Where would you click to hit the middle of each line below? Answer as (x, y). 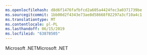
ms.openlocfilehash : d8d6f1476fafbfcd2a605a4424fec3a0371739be (74, 10)
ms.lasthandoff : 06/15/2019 (35, 29)
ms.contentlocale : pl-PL (32, 24)
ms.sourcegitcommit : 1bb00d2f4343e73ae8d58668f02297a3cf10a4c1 (74, 15)
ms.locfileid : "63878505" (33, 34)
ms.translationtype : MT (31, 19)
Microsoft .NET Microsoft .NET (37, 48)
